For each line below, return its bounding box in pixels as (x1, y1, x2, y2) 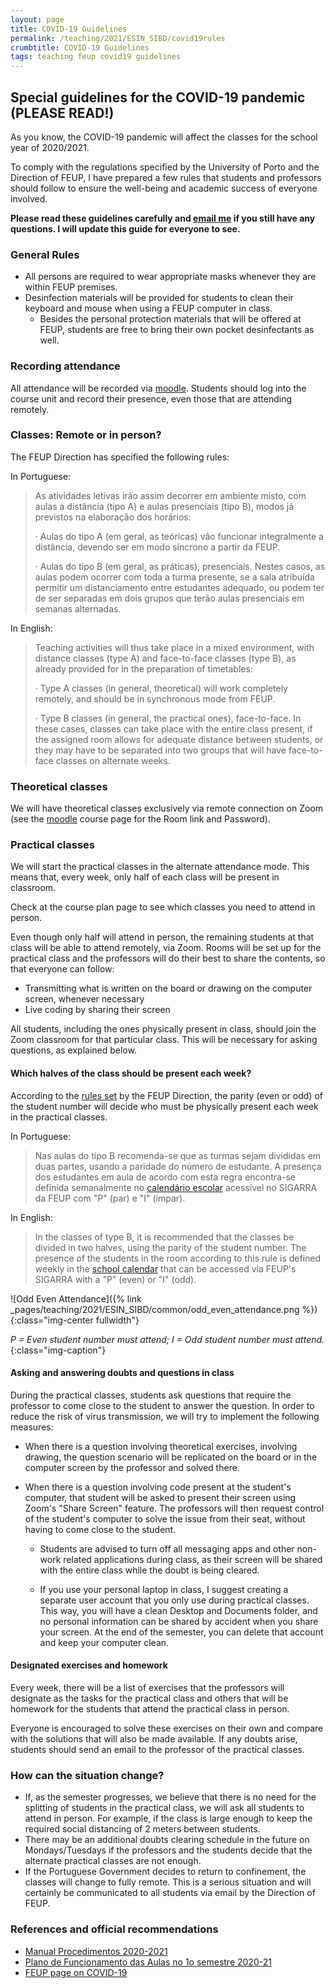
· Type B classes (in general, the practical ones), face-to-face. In (34, 712, 302, 724)
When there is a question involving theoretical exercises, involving (24, 1440, 298, 1452)
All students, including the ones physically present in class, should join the (10, 1023, 317, 1035)
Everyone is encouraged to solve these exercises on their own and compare (10, 1722, 324, 1735)
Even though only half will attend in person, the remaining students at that (10, 931, 315, 943)
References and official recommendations (10, 1922, 219, 1936)
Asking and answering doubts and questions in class (10, 1367, 235, 1379)
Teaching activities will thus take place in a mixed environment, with (34, 641, 315, 653)
